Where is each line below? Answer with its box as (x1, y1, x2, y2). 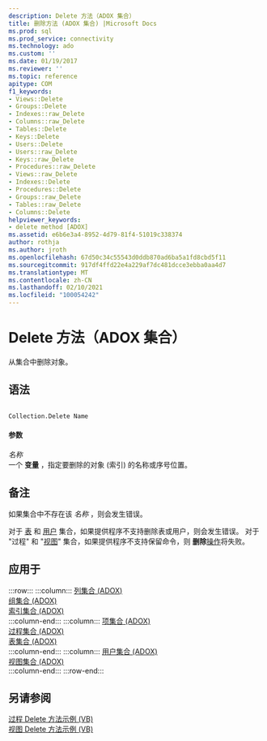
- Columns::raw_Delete (8, 118, 85, 126)
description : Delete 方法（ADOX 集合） (8, 11, 136, 20)
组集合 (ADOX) (8, 596, 57, 605)
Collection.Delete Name (8, 411, 89, 420)
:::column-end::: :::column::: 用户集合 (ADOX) (8, 646, 158, 656)
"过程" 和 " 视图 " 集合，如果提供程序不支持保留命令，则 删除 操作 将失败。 (8, 536, 249, 546)
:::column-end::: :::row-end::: (8, 666, 104, 675)
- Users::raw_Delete (8, 148, 78, 156)
